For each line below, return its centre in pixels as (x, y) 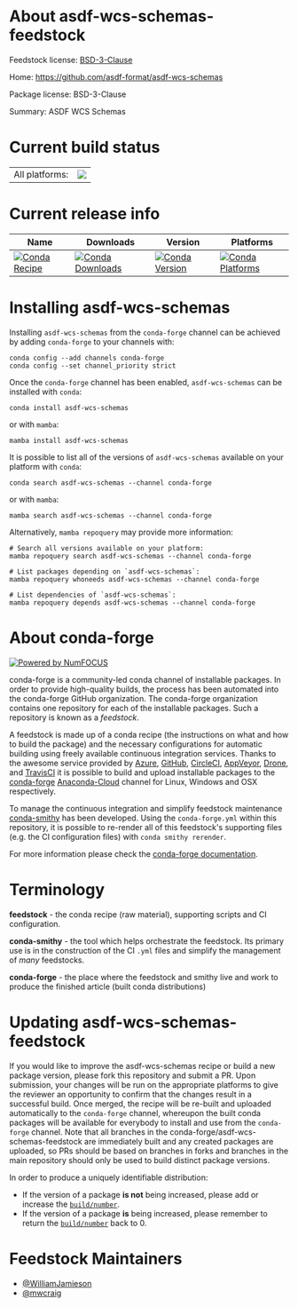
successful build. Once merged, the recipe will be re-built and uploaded (141, 1104)
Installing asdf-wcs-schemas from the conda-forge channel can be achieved (145, 332)
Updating (44, 1022)
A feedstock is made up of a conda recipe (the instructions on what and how (149, 734)
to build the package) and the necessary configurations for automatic (136, 744)
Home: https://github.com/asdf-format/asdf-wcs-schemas (116, 76)
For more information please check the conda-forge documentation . (134, 853)
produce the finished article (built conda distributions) (108, 986)
